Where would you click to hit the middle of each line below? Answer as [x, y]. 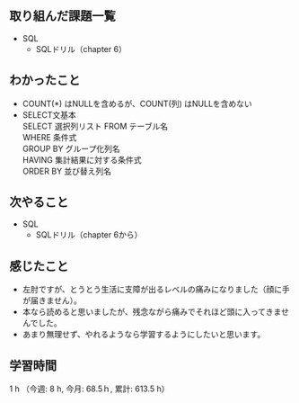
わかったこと [45, 81]
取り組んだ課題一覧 [62, 16]
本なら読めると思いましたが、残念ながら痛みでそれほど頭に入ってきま [151, 312]
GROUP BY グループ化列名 [71, 148]
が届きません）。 [52, 300]
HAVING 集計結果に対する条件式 [82, 159]
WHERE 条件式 [49, 137]
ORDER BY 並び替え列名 [67, 171]
